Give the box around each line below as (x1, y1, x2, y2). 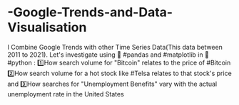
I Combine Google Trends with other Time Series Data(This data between (7, 43, 223, 51)
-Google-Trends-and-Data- (7, 4, 173, 21)
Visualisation (7, 19, 87, 35)
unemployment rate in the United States (7, 89, 125, 98)
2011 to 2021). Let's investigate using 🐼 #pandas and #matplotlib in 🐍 (7, 50, 209, 59)
